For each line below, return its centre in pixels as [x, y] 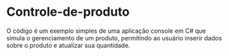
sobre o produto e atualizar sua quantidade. [68, 45]
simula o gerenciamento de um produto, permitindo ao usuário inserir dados [114, 38]
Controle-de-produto [68, 12]
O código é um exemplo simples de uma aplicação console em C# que [106, 31]
